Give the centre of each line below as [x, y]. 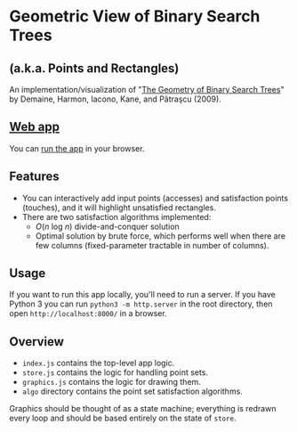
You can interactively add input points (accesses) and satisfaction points [155, 198]
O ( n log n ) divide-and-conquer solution [107, 226]
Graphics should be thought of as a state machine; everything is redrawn [143, 409]
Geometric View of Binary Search [135, 16]
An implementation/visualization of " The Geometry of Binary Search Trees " [147, 90]
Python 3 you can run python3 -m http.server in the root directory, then [141, 304]
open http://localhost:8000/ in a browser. [88, 314]
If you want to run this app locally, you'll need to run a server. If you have [142, 295]
